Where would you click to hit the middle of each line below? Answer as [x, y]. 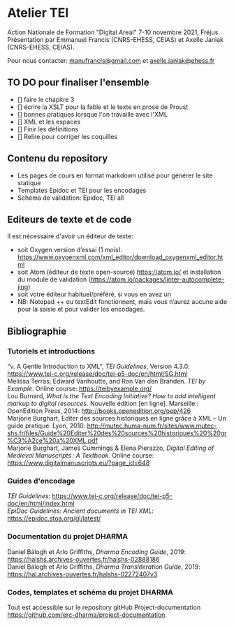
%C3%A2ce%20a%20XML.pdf [52, 441]
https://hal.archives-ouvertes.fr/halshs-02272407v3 [82, 574]
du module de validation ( [54, 279]
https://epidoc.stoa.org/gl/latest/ [54, 518]
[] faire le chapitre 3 [46, 99]
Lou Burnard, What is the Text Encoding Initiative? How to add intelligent [112, 396]
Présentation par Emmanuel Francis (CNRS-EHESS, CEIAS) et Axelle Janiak [115, 39]
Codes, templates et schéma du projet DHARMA [90, 592]
